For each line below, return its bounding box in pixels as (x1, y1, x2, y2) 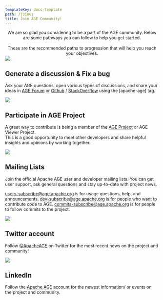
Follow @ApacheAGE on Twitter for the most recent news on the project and (5, 243, 159, 249)
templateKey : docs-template (5, 7, 62, 12)
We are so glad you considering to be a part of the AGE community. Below (7, 30, 157, 36)
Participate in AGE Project (5, 111, 85, 119)
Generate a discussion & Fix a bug (5, 69, 110, 78)
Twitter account (5, 230, 55, 238)
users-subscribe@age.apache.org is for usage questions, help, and (5, 190, 141, 196)
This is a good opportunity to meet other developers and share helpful (5, 135, 146, 140)
